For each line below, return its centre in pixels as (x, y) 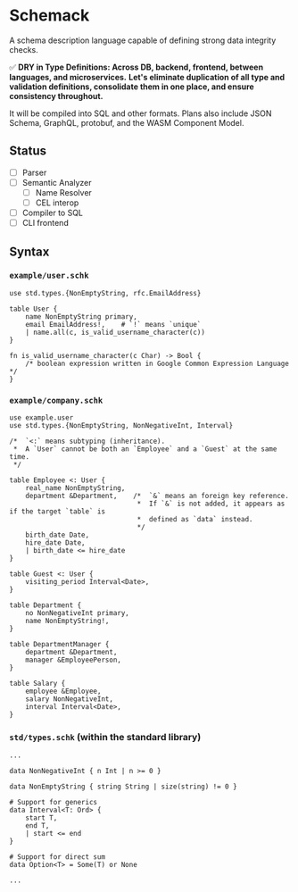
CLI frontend (45, 223)
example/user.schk (49, 276)
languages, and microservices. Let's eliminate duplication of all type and (147, 77)
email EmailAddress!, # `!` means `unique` (113, 324)
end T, (37, 826)
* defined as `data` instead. (195, 520)
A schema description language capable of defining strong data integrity (143, 40)
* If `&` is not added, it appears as (211, 504)
